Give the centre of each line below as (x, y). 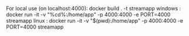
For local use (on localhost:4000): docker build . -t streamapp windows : (94, 8)
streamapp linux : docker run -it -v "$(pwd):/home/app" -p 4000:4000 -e (95, 21)
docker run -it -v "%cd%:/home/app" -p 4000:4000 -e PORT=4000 (88, 15)
